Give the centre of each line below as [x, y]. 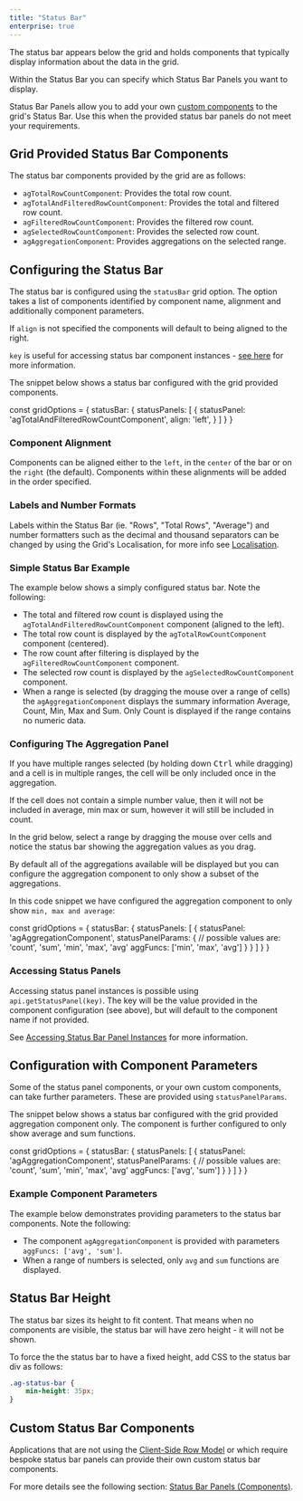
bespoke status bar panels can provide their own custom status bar [135, 1459]
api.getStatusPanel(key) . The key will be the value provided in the [133, 1000]
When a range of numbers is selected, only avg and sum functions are [151, 1260]
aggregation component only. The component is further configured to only [148, 1124]
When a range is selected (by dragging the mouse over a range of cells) [156, 692]
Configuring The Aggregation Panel [89, 743]
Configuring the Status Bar [86, 269]
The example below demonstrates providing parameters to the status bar [146, 1213]
